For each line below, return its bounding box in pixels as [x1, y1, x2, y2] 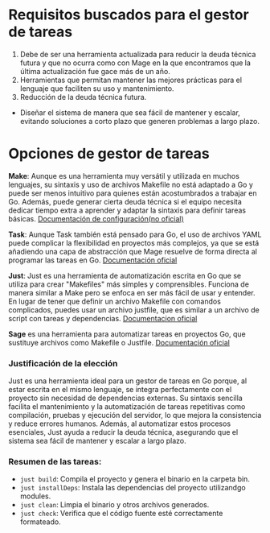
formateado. [19, 517, 62, 527]
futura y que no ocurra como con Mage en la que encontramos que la [19, 58, 252, 68]
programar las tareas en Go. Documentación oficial [8, 255, 178, 265]
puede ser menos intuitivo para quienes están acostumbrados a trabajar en [8, 188, 257, 198]
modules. [19, 491, 51, 501]
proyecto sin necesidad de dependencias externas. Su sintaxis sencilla [8, 393, 243, 403]
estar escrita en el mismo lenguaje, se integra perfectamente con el [8, 385, 232, 395]
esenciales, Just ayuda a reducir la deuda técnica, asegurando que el [8, 428, 239, 437]
